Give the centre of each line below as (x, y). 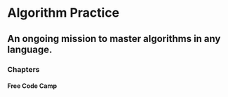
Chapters (24, 69)
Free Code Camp (32, 86)
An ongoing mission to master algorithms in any (114, 39)
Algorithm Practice (63, 13)
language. (30, 49)
